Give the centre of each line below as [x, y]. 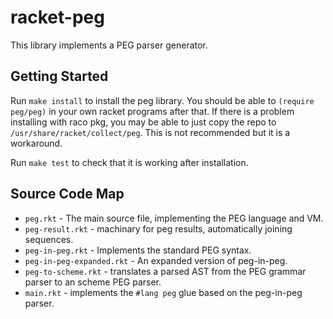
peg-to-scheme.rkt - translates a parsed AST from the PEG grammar [165, 271]
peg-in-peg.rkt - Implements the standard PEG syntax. [138, 250]
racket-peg [57, 17]
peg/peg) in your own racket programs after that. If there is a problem [152, 111]
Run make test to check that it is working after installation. [129, 162]
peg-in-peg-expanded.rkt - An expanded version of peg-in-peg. [156, 260]
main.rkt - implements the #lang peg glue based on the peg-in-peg [163, 292]
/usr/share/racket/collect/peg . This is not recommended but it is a [150, 132]
